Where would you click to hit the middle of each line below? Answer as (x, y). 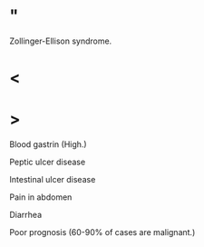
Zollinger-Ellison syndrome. (61, 41)
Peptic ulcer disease (48, 162)
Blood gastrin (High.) (49, 144)
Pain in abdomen (41, 197)
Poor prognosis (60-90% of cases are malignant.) (102, 232)
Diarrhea (26, 215)
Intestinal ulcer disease (53, 180)
